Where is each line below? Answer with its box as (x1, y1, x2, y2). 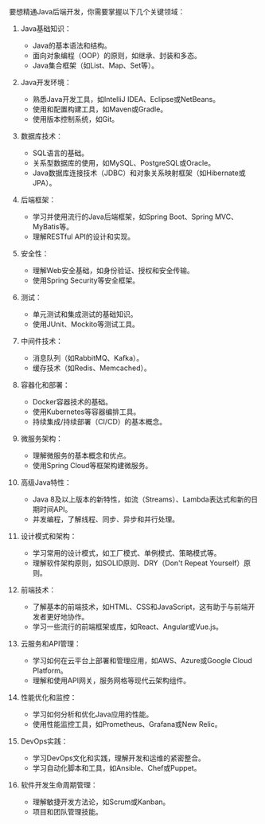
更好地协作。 (46, 612, 89, 621)
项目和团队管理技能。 (32, 807, 103, 816)
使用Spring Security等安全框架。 (32, 275, 140, 285)
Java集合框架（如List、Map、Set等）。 (32, 61, 158, 70)
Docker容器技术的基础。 (32, 397, 112, 406)
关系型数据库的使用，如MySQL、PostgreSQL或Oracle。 (32, 158, 216, 167)
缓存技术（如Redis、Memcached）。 (32, 363, 151, 373)
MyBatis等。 (32, 222, 74, 231)
